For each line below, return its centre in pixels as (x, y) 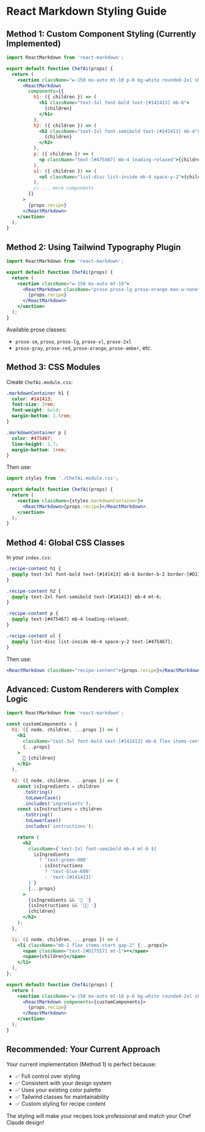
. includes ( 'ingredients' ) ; (57, 804)
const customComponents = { (42, 724)
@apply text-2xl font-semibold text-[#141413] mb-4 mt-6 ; (87, 597)
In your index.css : (29, 557)
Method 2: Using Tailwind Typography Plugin (94, 247)
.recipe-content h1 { (34, 569)
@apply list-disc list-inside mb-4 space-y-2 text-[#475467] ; (92, 641)
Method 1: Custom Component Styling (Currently (101, 34)
